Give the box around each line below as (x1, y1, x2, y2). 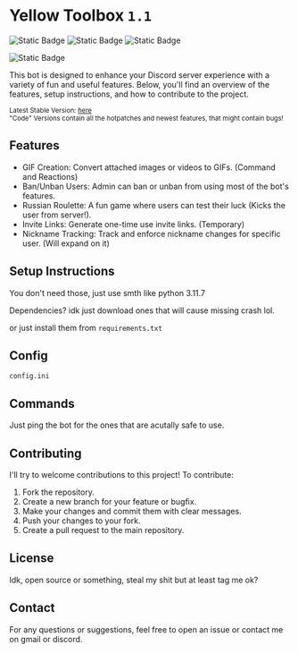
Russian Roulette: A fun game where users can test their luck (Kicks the (21, 199, 286, 210)
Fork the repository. (21, 487, 95, 497)
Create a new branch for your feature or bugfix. (21, 496, 197, 506)
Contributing (9, 445, 82, 461)
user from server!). (21, 209, 92, 220)
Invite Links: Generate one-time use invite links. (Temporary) (21, 218, 245, 229)
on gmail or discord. (9, 633, 83, 644)
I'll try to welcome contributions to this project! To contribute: (9, 470, 234, 479)
